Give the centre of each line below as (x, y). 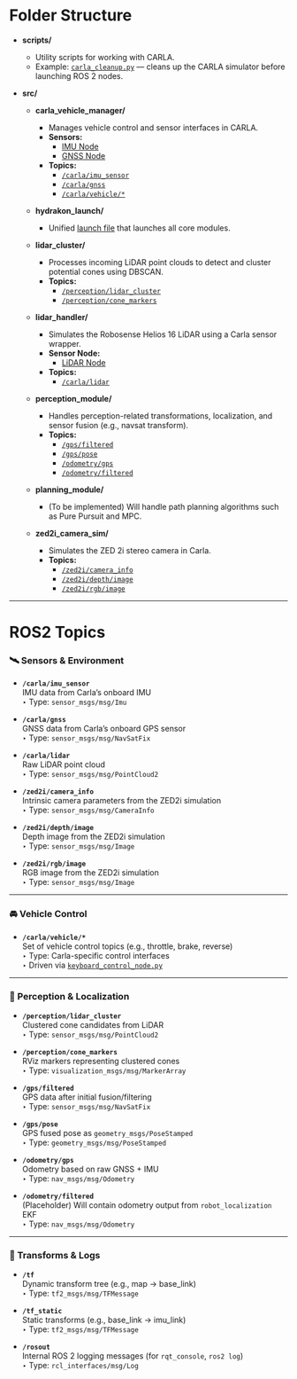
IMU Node (80, 146)
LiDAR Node (84, 362)
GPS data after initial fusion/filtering (87, 1097)
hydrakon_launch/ (69, 210)
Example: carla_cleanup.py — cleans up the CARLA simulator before (160, 67)
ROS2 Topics (57, 633)
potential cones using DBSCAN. (106, 271)
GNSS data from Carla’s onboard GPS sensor (104, 729)
